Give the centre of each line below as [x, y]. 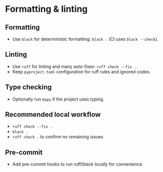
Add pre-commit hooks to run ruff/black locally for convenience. [78, 164]
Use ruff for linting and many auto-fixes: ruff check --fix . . [75, 66]
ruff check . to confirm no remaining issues [58, 137]
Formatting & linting [46, 9]
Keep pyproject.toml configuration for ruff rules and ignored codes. [81, 71]
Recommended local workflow [53, 115]
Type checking [28, 87]
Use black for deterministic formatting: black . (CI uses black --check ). [85, 39]
